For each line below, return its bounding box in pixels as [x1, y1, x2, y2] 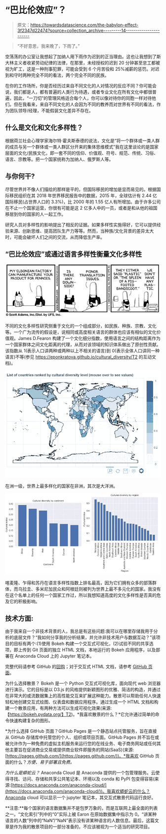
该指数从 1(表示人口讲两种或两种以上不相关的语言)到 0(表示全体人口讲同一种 [5, 348, 160, 354]
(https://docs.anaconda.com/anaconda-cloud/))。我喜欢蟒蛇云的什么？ [5, 788, 151, 794]
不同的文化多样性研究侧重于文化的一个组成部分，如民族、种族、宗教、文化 [5, 323, 157, 329]
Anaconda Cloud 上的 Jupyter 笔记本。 [14, 653, 94, 659]
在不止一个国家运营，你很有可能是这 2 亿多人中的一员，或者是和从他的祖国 [5, 205, 158, 211]
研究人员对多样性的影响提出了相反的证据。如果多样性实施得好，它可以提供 [5, 221, 157, 227]
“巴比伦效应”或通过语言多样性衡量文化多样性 [5, 250, 142, 258]
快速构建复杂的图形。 [9, 718, 53, 724]
